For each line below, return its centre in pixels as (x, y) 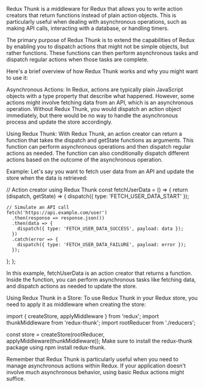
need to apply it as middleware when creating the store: (76, 304)
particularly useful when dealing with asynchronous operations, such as (97, 22)
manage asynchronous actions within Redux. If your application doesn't (96, 366)
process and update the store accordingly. (59, 122)
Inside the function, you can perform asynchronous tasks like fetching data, (101, 279)
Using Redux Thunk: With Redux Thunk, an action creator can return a (94, 134)
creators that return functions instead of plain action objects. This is (91, 15)
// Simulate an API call (38, 207)
